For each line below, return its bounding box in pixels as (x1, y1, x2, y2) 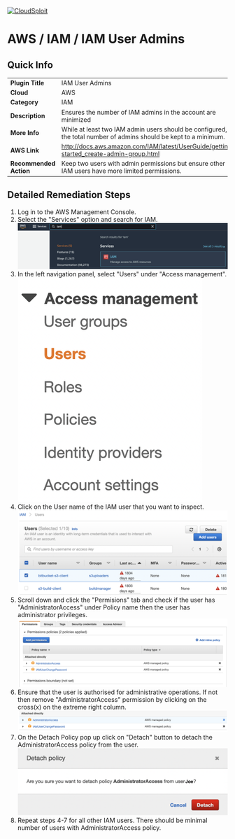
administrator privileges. (17, 611, 88, 619)
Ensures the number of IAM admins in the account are (61, 108, 216, 116)
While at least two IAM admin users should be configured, (61, 125, 227, 133)
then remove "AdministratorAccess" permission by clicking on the (17, 695, 208, 703)
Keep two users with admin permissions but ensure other (61, 160, 226, 168)
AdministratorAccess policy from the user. (17, 740, 138, 749)
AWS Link (10, 146, 40, 154)
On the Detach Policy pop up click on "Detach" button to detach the (17, 733, 213, 742)
